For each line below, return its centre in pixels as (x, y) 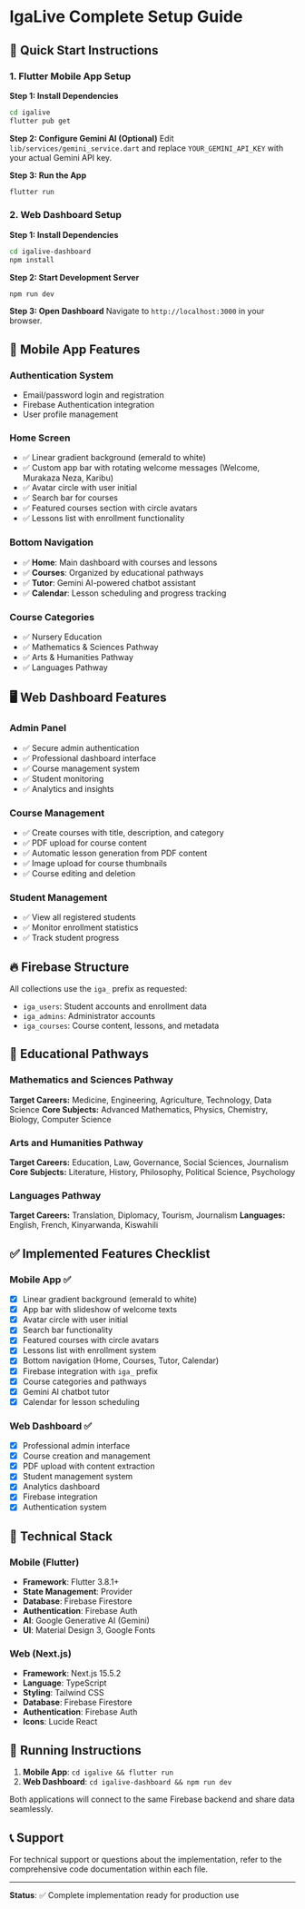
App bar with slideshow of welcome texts (100, 1310)
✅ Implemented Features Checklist (110, 1254)
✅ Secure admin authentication (81, 747)
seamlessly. (31, 1809)
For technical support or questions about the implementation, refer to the (146, 1860)
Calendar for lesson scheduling (81, 1401)
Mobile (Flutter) (44, 1562)
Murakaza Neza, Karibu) (68, 478)
